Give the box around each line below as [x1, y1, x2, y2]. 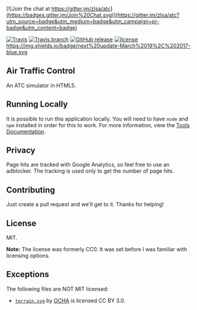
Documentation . [6, 128, 46, 135]
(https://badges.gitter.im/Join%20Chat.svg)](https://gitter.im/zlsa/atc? [6, 11, 180, 19]
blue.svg [6, 49, 28, 56]
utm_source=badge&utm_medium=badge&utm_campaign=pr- [6, 18, 160, 25]
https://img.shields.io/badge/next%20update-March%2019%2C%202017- [6, 42, 191, 49]
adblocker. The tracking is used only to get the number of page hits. [6, 167, 174, 174]
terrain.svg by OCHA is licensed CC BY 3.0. [14, 297, 126, 304]
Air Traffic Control [6, 66, 76, 76]
